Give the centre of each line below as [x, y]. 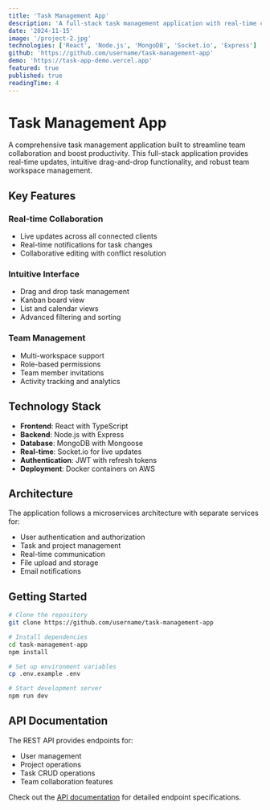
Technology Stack [55, 407]
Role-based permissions [60, 364]
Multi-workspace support [62, 355]
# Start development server [55, 689]
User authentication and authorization [83, 537]
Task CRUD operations [57, 773]
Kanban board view [52, 300]
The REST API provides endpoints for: [71, 740]
